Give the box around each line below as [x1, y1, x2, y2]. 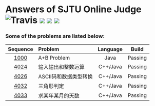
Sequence [8, 46, 33, 53]
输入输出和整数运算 [38, 64, 85, 71]
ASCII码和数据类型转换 [38, 73, 93, 80]
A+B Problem [38, 55, 70, 62]
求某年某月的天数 [38, 92, 80, 99]
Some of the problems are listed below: [5, 33, 105, 40]
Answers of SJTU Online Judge [5, 4, 142, 15]
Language [98, 46, 123, 53]
